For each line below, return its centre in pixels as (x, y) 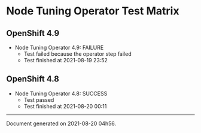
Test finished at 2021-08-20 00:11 (65, 106)
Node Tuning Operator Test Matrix (93, 11)
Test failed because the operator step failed (77, 54)
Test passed (39, 99)
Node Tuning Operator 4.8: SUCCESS (61, 93)
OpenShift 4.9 (33, 33)
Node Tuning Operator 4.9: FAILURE (59, 47)
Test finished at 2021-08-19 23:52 (66, 60)
